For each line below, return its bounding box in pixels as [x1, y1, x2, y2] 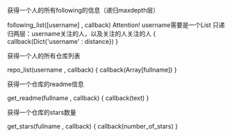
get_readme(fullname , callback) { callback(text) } [7, 94, 149, 102]
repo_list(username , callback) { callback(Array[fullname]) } [7, 65, 177, 74]
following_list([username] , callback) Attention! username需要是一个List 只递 [7, 21, 225, 29]
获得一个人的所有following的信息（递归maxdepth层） [7, 6, 160, 14]
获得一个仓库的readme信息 [7, 80, 85, 88]
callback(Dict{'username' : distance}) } [7, 38, 119, 45]
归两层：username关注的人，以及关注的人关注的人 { [7, 30, 156, 38]
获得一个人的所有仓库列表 [7, 51, 81, 60]
